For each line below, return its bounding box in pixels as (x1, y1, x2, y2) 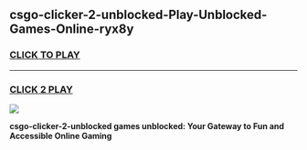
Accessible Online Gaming (9, 130, 112, 141)
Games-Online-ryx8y (9, 22, 134, 37)
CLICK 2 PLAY (9, 83, 73, 95)
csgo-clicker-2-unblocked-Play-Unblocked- (9, 7, 268, 23)
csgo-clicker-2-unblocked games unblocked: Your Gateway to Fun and (9, 120, 285, 131)
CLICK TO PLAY (9, 49, 80, 62)
